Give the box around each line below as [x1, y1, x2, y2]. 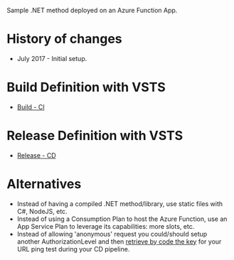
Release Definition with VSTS [6, 128, 184, 144]
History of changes [6, 31, 122, 47]
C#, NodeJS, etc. [16, 207, 68, 215]
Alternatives [6, 176, 82, 192]
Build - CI [16, 102, 45, 111]
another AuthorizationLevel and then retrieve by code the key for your [16, 237, 222, 246]
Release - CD [16, 151, 56, 159]
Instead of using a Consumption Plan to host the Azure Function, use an [16, 215, 228, 223]
